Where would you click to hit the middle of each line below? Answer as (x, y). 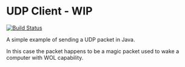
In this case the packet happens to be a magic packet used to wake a (93, 51)
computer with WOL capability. (45, 57)
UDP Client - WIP (49, 11)
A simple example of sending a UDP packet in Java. (71, 39)
